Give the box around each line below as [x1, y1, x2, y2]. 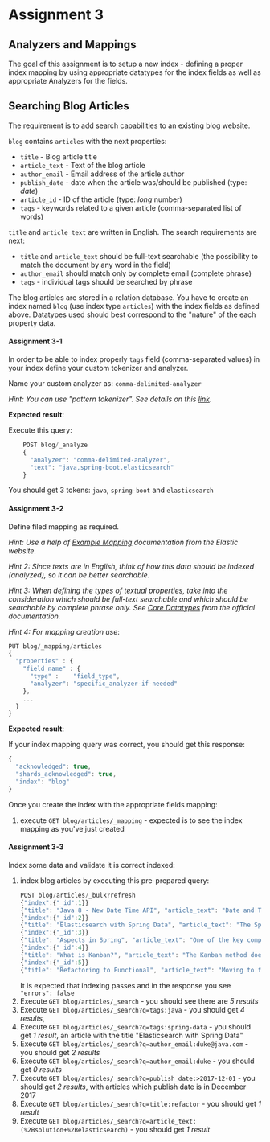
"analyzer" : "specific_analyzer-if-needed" [29, 680, 178, 688]
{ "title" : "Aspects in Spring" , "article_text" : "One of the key [19, 936, 243, 944]
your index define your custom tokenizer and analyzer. [8, 364, 189, 373]
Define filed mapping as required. [8, 521, 119, 532]
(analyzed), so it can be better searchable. [8, 569, 150, 580]
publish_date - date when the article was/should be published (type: [19, 177, 247, 187]
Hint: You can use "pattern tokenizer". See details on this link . [8, 394, 212, 404]
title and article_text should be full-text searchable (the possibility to [19, 251, 259, 261]
